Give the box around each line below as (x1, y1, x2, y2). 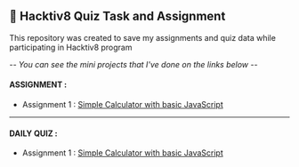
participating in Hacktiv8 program (9, 42, 133, 52)
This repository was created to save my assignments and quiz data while (9, 32, 276, 43)
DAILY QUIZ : (9, 128, 58, 139)
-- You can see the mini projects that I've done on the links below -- (9, 59, 258, 69)
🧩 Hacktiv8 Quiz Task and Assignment (9, 9, 226, 24)
